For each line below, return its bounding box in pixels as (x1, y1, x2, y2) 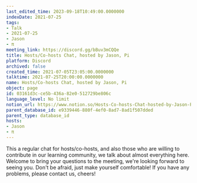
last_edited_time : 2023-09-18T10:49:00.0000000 (6, 8, 125, 15)
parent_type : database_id (6, 112, 69, 118)
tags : (6, 19, 19, 25)
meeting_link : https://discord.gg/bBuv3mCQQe (6, 47, 119, 53)
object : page (6, 85, 38, 91)
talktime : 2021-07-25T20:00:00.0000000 (6, 74, 104, 80)
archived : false (6, 63, 46, 69)
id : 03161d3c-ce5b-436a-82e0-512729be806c (6, 91, 111, 97)
